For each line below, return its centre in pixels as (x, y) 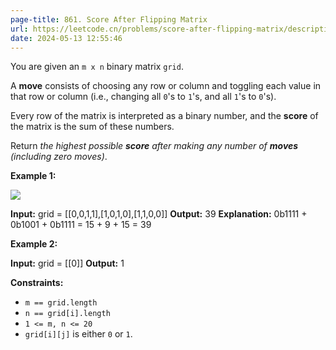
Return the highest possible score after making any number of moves (154, 146)
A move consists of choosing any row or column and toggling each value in (166, 86)
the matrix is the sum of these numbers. (92, 127)
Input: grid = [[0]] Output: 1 (67, 263)
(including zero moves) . (59, 157)
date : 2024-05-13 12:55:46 (66, 38)
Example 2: (34, 244)
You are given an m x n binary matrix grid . (97, 67)
